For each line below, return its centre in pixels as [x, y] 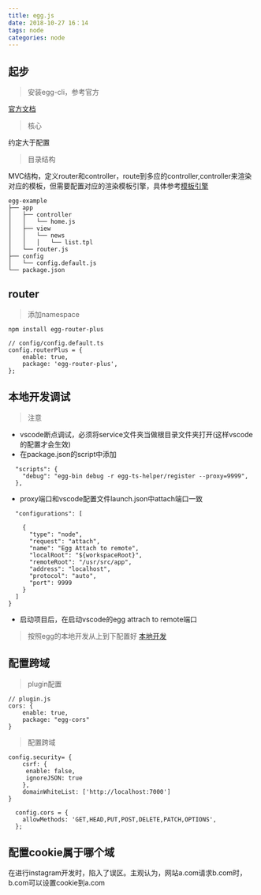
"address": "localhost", [70, 569]
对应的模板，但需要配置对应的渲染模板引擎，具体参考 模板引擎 [108, 186]
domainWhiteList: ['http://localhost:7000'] [97, 791]
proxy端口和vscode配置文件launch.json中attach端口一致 [111, 498]
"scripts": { [37, 469]
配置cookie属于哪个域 [62, 852]
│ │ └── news [37, 236]
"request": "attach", [65, 541]
